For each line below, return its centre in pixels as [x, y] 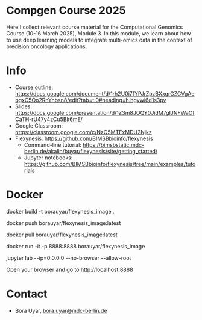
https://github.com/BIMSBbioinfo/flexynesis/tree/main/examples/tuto [110, 164]
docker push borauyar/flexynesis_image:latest [64, 223]
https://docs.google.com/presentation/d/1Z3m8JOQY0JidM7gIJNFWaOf [105, 112]
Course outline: [34, 87]
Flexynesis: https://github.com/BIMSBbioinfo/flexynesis [84, 138]
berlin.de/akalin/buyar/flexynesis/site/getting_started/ [91, 151]
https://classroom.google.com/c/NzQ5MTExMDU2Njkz [83, 132]
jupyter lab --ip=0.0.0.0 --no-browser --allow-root [69, 258]
